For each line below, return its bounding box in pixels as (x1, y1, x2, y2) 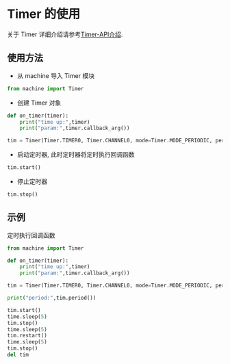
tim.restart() (7, 333, 48, 339)
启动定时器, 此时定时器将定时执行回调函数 (16, 151, 135, 159)
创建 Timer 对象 (16, 99, 62, 107)
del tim (7, 352, 29, 359)
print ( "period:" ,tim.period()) (7, 295, 97, 302)
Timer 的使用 (7, 6, 81, 22)
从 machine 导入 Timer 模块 (16, 71, 94, 79)
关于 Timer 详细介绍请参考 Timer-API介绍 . (7, 30, 123, 38)
